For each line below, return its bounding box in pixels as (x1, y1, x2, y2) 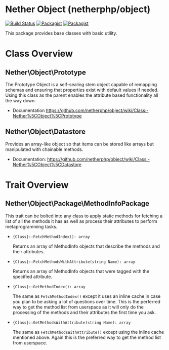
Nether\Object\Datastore (5, 128, 86, 136)
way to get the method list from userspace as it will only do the (12, 304, 144, 310)
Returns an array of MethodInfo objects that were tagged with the (12, 268, 150, 274)
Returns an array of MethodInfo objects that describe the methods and (12, 243, 160, 249)
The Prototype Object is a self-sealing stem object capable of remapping (5, 81, 157, 87)
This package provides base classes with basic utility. (5, 30, 117, 36)
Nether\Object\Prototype (5, 68, 86, 76)
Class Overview (5, 48, 73, 59)
